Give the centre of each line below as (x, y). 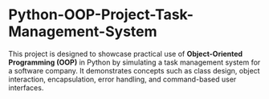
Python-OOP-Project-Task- (101, 15)
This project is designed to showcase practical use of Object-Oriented (126, 53)
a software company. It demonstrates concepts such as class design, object (134, 70)
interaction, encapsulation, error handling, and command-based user (122, 79)
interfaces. (26, 87)
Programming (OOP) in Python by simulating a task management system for (134, 62)
